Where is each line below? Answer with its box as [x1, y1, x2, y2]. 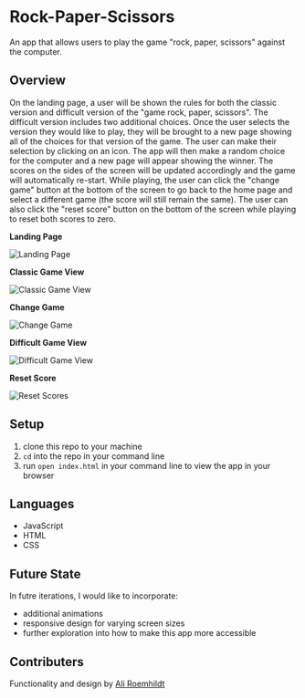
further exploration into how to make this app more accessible [22, 628, 257, 639]
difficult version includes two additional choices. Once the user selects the [9, 116, 290, 127]
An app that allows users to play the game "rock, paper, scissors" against [9, 36, 286, 47]
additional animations [22, 609, 103, 620]
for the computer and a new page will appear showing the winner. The [9, 155, 274, 166]
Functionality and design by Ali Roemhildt [9, 678, 165, 689]
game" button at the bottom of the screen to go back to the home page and [9, 184, 293, 195]
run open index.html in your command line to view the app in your [22, 460, 271, 471]
